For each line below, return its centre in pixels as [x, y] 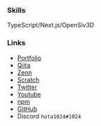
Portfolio [29, 58]
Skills [16, 10]
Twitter [27, 87]
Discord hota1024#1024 [49, 116]
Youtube [29, 94]
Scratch [28, 79]
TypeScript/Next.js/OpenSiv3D [51, 25]
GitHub [27, 109]
